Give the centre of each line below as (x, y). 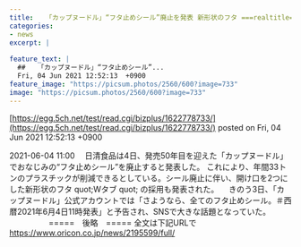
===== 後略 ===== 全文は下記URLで (122, 222)
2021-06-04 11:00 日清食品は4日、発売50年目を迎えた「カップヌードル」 (149, 155)
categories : (31, 26)
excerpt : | (30, 43)
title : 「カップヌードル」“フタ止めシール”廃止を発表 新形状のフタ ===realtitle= (151, 17)
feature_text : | (39, 59)
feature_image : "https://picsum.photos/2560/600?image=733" (124, 84)
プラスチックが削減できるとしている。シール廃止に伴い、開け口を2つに (156, 178)
